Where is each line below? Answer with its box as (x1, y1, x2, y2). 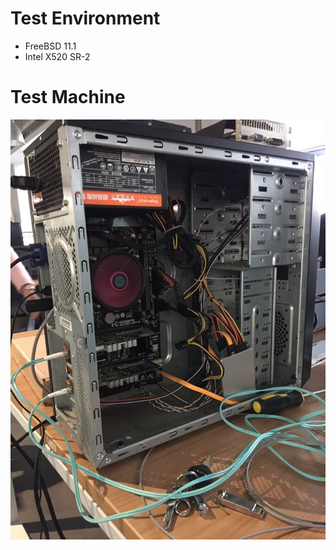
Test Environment (10, 7, 161, 30)
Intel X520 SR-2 (24, 50, 91, 62)
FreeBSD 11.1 (24, 40, 77, 52)
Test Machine (10, 86, 126, 109)
